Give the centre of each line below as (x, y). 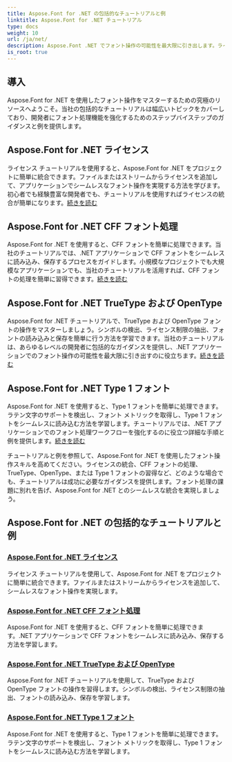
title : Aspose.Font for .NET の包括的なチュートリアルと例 (86, 14)
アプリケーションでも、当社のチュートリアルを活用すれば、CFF (109, 270)
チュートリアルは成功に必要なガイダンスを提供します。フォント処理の (118, 481)
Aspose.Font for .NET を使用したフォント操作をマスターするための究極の (111, 100)
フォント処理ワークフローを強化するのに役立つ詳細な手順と (140, 432)
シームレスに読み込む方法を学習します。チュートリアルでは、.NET (114, 423)
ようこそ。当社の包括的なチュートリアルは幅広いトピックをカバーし (128, 109)
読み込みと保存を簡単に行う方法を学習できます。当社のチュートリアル (125, 338)
